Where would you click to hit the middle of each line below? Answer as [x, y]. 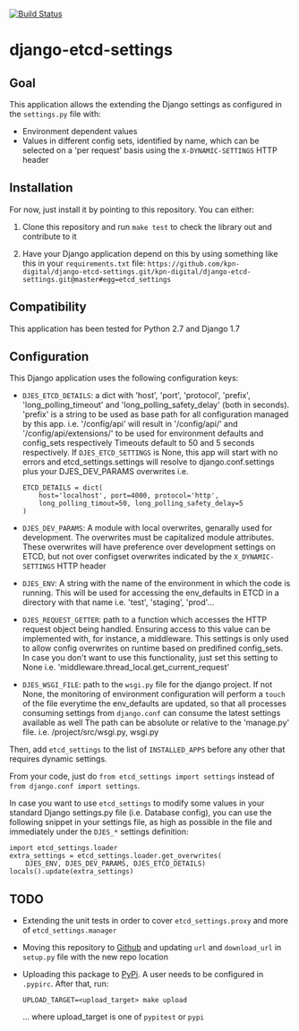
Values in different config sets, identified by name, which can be [141, 141]
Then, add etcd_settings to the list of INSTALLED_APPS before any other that [147, 750]
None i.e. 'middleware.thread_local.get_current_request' [126, 668]
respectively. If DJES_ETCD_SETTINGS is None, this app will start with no [150, 453]
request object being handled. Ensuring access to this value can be [146, 629]
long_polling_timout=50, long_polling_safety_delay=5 [141, 504]
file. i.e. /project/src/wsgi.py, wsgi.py [90, 732]
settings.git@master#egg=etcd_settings [97, 279]
